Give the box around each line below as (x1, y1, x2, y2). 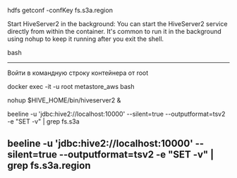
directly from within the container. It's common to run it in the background (7, 28, 222, 35)
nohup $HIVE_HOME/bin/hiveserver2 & (7, 96, 121, 105)
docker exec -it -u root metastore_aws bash (7, 83, 135, 90)
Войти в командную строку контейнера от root (7, 69, 149, 77)
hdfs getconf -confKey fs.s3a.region (7, 6, 113, 14)
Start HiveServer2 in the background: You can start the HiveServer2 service (7, 20, 228, 28)
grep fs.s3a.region (7, 160, 91, 172)
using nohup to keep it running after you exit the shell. (7, 35, 164, 43)
